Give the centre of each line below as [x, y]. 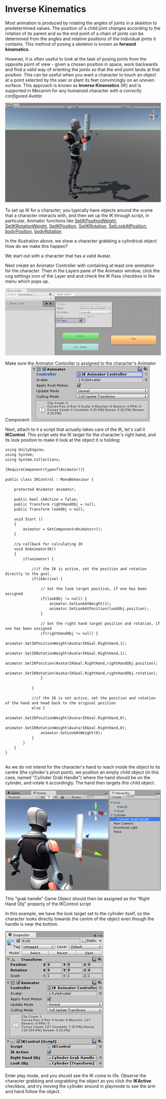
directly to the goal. [28, 574]
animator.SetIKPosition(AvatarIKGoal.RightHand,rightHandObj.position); [82, 663]
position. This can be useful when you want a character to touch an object [81, 75]
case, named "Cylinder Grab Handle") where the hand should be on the [78, 777]
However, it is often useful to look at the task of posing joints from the [76, 59]
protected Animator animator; [45, 489]
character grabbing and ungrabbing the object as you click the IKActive [78, 1081]
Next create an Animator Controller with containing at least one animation [80, 266]
